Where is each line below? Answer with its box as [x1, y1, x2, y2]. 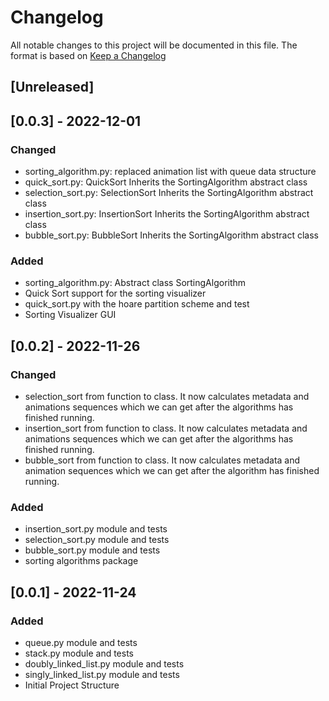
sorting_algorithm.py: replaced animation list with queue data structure [24, 166, 317, 178]
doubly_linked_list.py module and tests [24, 657, 185, 670]
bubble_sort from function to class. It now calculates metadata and [24, 454, 301, 466]
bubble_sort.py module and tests [24, 544, 161, 556]
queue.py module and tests [24, 636, 138, 648]
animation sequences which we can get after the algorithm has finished [24, 465, 320, 476]
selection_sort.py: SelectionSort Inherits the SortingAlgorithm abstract [24, 187, 314, 199]
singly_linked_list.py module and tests [24, 668, 180, 680]
